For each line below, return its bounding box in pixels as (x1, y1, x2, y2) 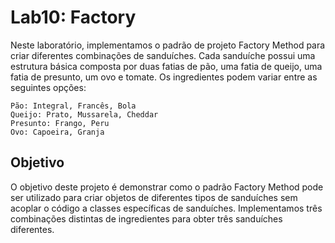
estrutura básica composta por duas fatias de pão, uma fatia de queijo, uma (10, 60, 323, 72)
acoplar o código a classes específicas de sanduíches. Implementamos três (10, 202, 323, 214)
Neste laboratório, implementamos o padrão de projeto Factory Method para (10, 39, 326, 51)
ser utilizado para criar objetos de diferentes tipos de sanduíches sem (10, 191, 298, 203)
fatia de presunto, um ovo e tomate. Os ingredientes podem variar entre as (10, 71, 318, 83)
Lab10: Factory (10, 6, 137, 29)
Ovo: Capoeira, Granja (10, 127, 105, 137)
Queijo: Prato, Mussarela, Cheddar (10, 109, 159, 120)
